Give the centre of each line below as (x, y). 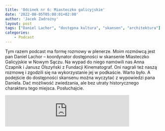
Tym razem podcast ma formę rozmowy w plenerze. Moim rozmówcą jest (80, 51)
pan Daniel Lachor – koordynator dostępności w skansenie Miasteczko (77, 56)
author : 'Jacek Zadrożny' (32, 19)
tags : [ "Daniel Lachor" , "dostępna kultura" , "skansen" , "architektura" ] (83, 28)
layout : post (19, 23)
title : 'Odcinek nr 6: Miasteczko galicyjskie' (55, 10)
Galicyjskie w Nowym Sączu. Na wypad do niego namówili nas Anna (75, 62)
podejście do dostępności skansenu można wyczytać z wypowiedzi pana (80, 78)
